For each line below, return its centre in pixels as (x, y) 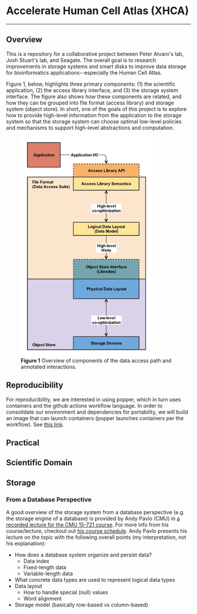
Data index (36, 561)
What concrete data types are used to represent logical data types (95, 580)
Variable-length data (48, 573)
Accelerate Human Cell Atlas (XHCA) (98, 11)
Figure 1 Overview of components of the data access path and (96, 360)
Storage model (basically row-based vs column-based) (81, 605)
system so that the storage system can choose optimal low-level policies (94, 121)
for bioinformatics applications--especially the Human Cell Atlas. (84, 72)
